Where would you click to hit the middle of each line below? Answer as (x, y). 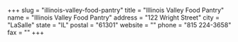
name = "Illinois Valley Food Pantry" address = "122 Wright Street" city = (114, 17)
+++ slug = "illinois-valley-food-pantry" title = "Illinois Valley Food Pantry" (116, 10)
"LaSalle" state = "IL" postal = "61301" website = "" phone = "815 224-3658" (119, 25)
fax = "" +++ (26, 32)
